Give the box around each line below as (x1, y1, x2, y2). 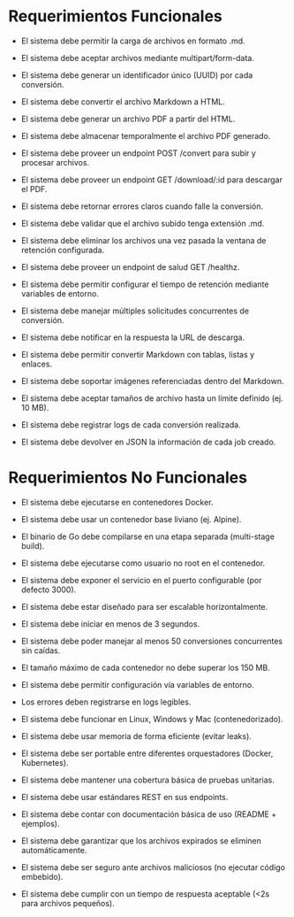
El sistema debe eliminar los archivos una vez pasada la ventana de (20, 235, 267, 245)
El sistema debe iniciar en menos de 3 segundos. (20, 618, 200, 629)
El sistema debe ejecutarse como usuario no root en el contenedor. (20, 558, 266, 568)
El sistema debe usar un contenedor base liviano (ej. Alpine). (20, 513, 242, 524)
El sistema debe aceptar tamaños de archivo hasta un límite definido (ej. (20, 392, 283, 404)
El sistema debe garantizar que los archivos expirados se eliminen (20, 835, 262, 846)
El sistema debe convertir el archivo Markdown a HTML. (20, 96, 226, 107)
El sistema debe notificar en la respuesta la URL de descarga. (20, 332, 245, 343)
